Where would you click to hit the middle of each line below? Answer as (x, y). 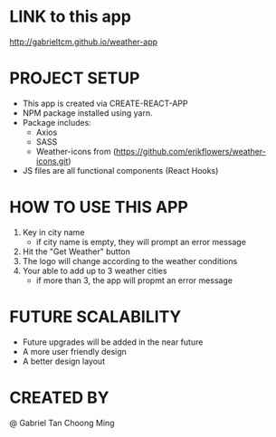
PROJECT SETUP (75, 78)
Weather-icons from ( (76, 151)
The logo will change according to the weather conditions (130, 261)
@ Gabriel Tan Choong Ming (62, 423)
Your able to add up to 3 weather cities (95, 271)
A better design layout (64, 361)
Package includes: (57, 122)
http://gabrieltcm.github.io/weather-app (84, 42)
